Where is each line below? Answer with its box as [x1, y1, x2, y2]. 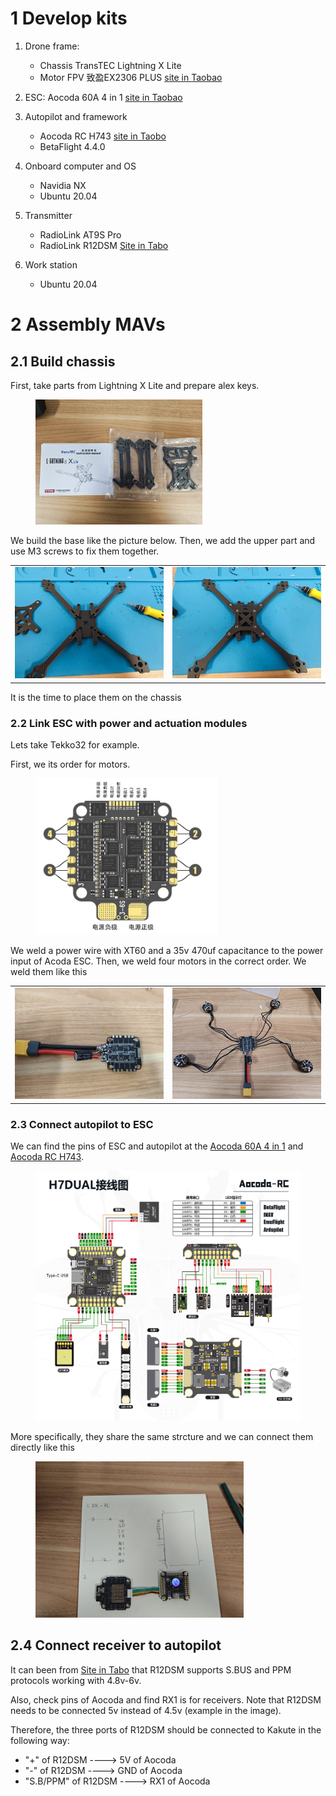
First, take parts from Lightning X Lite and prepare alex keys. [10, 379, 260, 391]
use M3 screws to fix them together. [10, 545, 160, 557]
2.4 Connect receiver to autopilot [10, 1637, 222, 1654]
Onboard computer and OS [24, 160, 137, 172]
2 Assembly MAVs [10, 313, 166, 336]
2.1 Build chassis [10, 353, 116, 370]
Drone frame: [24, 40, 80, 52]
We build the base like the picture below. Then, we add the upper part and [10, 534, 316, 546]
